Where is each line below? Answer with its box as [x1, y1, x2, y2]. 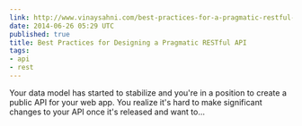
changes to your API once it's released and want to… [9, 106, 205, 117]
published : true [9, 29, 70, 38]
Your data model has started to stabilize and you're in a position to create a [9, 87, 288, 98]
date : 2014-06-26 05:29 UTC [9, 21, 115, 30]
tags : [9, 46, 30, 55]
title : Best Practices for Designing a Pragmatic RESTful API [9, 38, 247, 47]
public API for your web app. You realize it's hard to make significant [9, 97, 262, 107]
